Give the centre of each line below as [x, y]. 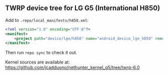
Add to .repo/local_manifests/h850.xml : [47, 20]
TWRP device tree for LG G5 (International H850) [83, 8]
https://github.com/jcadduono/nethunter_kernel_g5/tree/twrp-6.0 [72, 68]
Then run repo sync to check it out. [41, 53]
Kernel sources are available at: [37, 62]
